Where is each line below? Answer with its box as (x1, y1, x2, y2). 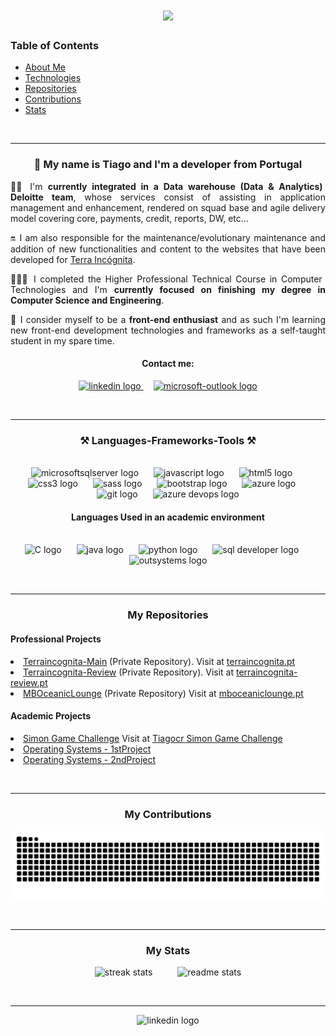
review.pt (10, 676, 48, 688)
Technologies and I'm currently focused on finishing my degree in (10, 283, 326, 295)
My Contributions (124, 807, 212, 821)
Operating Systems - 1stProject (23, 743, 152, 755)
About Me (24, 61, 67, 73)
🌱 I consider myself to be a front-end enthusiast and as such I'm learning (10, 313, 326, 325)
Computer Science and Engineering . (10, 294, 165, 306)
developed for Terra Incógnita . (10, 253, 136, 265)
